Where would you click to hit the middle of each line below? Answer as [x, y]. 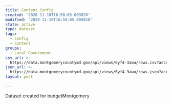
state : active [20, 24]
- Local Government [31, 53]
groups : [14, 48]
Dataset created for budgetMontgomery [47, 96]
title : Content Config [29, 10]
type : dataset [20, 29]
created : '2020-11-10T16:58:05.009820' [48, 15]
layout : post [19, 77]
